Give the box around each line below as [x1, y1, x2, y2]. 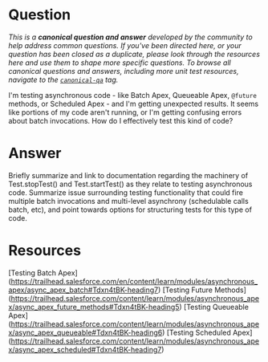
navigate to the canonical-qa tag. [8, 75, 119, 84]
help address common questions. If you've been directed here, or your [8, 40, 242, 50]
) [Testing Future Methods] [157, 285, 247, 295]
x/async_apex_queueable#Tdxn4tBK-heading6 [8, 327, 163, 337]
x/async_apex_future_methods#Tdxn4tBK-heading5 [8, 302, 180, 311]
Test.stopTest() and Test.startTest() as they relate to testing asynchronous [8, 179, 253, 189]
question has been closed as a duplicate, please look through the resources [8, 49, 261, 59]
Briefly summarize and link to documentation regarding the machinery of [8, 170, 249, 180]
